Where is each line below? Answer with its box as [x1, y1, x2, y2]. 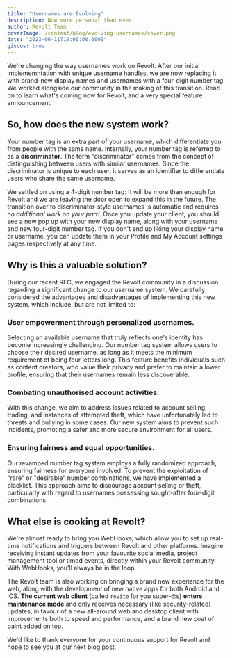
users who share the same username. [7, 174, 115, 182]
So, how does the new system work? [7, 119, 169, 131]
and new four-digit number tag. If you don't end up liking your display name [7, 224, 224, 233]
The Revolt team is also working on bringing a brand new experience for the [7, 577, 224, 586]
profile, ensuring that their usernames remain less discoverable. [7, 370, 190, 378]
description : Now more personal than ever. [7, 17, 135, 24]
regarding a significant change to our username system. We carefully [7, 285, 206, 294]
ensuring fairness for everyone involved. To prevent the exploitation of [7, 466, 208, 474]
